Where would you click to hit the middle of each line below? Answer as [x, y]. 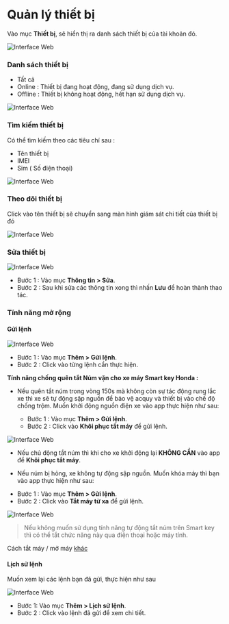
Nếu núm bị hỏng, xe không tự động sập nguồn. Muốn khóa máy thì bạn [118, 473]
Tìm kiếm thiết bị [35, 125]
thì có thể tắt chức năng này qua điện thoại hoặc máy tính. [106, 535]
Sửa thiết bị [26, 252]
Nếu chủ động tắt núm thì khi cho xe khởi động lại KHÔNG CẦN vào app [119, 453]
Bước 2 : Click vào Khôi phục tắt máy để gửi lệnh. [97, 426]
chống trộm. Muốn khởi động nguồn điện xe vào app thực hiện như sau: [118, 406]
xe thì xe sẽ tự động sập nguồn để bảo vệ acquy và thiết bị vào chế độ [116, 399]
